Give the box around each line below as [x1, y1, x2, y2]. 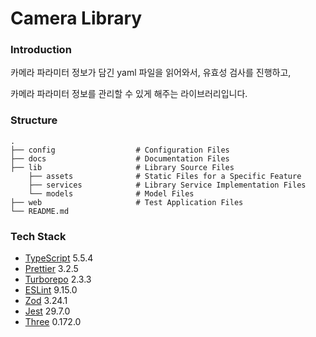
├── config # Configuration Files [10, 145, 230, 155]
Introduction [10, 43, 72, 57]
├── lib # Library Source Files [10, 162, 235, 172]
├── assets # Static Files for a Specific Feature [28, 171, 302, 181]
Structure [10, 113, 58, 127]
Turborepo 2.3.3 [24, 273, 92, 286]
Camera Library [10, 7, 143, 30]
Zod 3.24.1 [24, 295, 68, 307]
